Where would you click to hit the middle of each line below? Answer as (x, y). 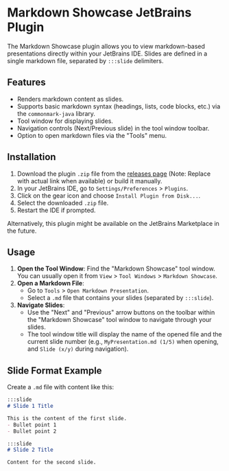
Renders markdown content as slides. (70, 99)
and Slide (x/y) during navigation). (78, 349)
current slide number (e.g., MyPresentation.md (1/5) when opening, (123, 342)
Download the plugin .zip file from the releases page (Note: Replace (114, 174)
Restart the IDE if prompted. (56, 210)
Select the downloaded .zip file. (63, 203)
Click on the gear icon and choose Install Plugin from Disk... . (109, 195)
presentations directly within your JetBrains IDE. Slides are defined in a (107, 54)
